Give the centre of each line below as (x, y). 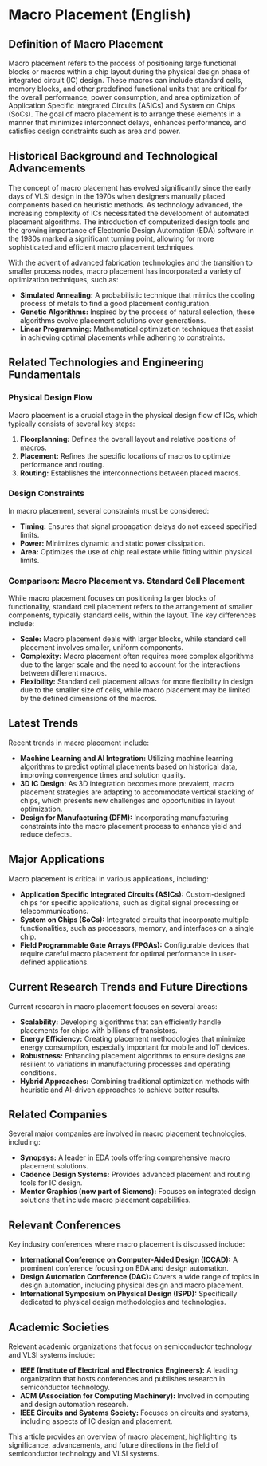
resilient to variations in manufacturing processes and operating (125, 1064)
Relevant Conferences (65, 1225)
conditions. (38, 1072)
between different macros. (63, 673)
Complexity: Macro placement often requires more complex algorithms (137, 656)
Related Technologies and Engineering (106, 363)
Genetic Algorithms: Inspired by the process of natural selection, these (137, 312)
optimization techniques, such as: (63, 279)
